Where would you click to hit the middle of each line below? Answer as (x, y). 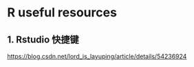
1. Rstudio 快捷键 (43, 39)
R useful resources (62, 13)
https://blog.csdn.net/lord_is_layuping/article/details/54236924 (97, 56)
